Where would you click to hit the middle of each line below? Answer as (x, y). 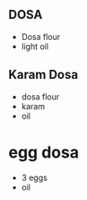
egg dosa (44, 152)
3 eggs (35, 177)
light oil (35, 46)
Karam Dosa (43, 75)
